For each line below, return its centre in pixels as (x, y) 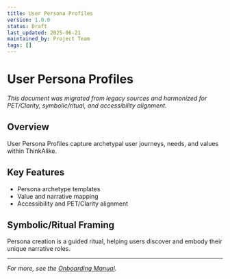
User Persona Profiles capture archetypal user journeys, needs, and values (113, 143)
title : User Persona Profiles (50, 13)
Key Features (36, 172)
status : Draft (27, 26)
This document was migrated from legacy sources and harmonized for (107, 98)
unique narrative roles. (39, 249)
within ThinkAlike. (32, 151)
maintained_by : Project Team (49, 39)
